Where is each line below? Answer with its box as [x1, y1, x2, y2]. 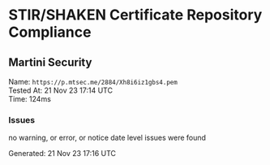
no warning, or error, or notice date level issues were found [8, 132, 207, 143]
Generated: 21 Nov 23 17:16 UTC [8, 149, 116, 158]
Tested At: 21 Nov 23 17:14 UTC [8, 85, 114, 95]
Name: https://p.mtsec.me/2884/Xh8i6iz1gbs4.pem [8, 77, 178, 86]
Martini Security [8, 55, 92, 69]
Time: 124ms [8, 94, 51, 103]
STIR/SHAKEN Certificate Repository [8, 6, 263, 24]
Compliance [8, 23, 92, 41]
